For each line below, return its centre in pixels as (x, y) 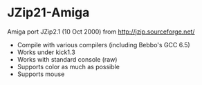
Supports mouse (41, 74)
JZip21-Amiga (48, 13)
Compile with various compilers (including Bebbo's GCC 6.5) (103, 45)
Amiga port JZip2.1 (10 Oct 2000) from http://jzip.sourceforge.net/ (101, 32)
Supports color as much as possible (68, 66)
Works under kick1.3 (46, 52)
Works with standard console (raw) (67, 59)
